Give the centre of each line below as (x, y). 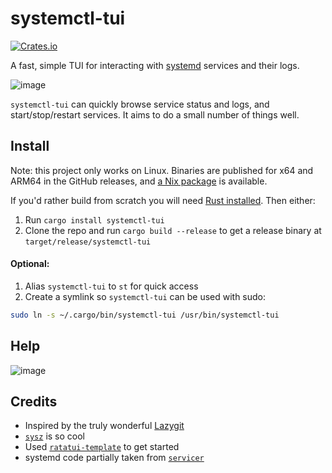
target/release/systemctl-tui (88, 242)
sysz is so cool (54, 436)
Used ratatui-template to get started (102, 447)
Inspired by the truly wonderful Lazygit (104, 426)
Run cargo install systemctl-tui (94, 219)
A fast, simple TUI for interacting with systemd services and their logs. (155, 65)
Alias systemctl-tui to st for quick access (111, 286)
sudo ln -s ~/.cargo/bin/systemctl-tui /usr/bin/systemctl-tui (145, 315)
